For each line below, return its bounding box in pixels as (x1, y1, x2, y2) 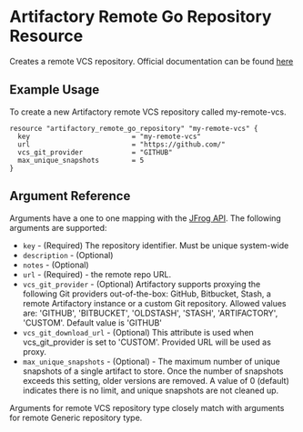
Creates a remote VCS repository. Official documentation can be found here (9, 55, 294, 66)
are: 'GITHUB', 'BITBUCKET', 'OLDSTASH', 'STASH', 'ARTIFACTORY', (22, 307, 278, 318)
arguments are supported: (9, 222, 107, 233)
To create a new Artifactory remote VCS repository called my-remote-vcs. (9, 106, 287, 117)
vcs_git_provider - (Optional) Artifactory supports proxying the (22, 278, 261, 289)
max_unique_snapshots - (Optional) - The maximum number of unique (22, 356, 280, 367)
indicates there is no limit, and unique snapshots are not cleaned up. (22, 385, 279, 396)
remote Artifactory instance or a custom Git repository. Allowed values (22, 297, 287, 308)
